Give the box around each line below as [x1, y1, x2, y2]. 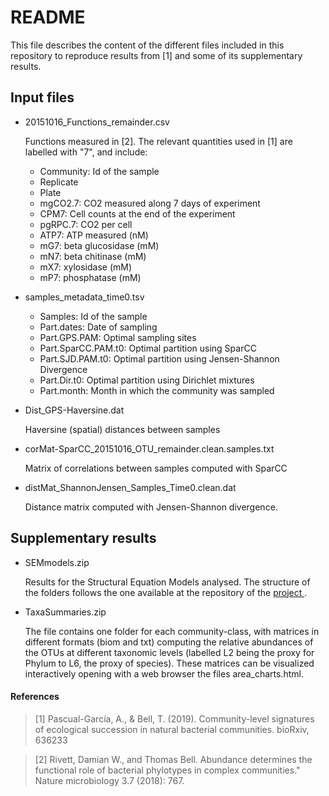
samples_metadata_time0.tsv [24, 291, 145, 303]
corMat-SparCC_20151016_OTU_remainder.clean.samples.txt [24, 442, 275, 455]
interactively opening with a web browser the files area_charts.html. [24, 667, 304, 680]
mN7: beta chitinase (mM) [39, 250, 147, 262]
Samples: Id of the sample [39, 310, 148, 322]
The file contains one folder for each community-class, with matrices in [24, 625, 320, 637]
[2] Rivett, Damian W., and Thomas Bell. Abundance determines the [34, 753, 313, 765]
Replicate [39, 176, 79, 188]
